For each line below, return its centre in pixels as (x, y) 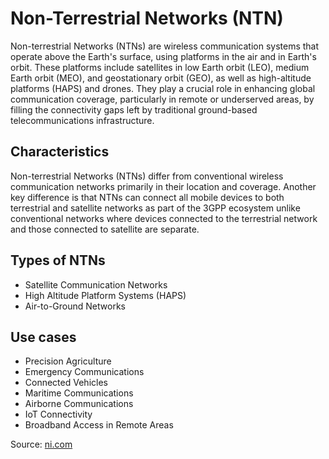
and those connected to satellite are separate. (105, 229)
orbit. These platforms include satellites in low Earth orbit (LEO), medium (160, 67)
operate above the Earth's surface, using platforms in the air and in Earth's (163, 56)
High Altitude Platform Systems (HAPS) (105, 295)
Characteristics (60, 152)
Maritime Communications (79, 393)
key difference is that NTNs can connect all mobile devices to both (147, 197)
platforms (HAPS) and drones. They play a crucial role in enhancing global (163, 88)
